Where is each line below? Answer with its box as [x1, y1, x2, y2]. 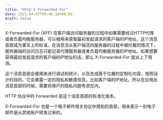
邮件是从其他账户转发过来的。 [5, 110, 65, 116]
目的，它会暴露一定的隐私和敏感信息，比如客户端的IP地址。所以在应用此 [13, 77, 158, 83]
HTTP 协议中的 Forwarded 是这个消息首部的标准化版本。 [5, 93, 118, 99]
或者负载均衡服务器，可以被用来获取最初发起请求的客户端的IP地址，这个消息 [5, 36, 158, 42]
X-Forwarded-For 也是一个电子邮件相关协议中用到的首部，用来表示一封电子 [5, 103, 156, 109]
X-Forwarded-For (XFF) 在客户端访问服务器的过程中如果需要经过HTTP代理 [5, 30, 154, 36]
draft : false [5, 16, 32, 21]
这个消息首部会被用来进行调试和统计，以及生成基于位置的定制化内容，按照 [5, 71, 154, 77]
